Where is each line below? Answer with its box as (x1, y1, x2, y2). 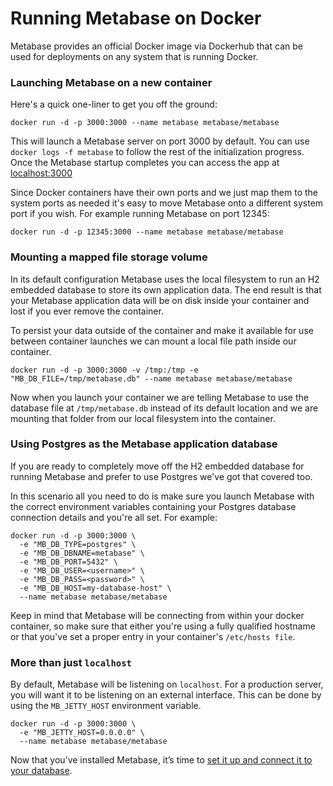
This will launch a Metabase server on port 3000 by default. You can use (10, 135, 310, 147)
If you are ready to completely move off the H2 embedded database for (10, 460, 305, 472)
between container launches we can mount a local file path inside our (10, 335, 297, 347)
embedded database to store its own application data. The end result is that (10, 283, 322, 296)
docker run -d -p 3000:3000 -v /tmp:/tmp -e (10, 365, 199, 375)
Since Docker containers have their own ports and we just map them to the (10, 187, 319, 199)
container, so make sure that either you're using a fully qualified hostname (10, 620, 316, 632)
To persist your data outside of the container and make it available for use (10, 324, 314, 336)
